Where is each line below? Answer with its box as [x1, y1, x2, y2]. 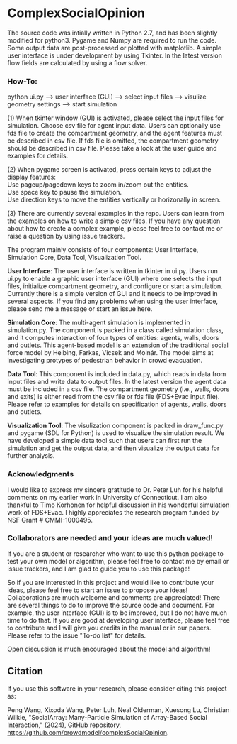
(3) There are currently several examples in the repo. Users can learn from [7, 209, 224, 218]
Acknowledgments [7, 469, 74, 479]
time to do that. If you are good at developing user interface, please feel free [7, 616, 230, 624]
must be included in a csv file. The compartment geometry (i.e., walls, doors [7, 385, 230, 393]
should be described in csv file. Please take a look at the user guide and [7, 144, 217, 153]
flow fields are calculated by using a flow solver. [7, 58, 148, 67]
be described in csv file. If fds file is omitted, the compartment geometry [7, 136, 219, 145]
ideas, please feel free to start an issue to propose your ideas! [7, 586, 188, 594]
